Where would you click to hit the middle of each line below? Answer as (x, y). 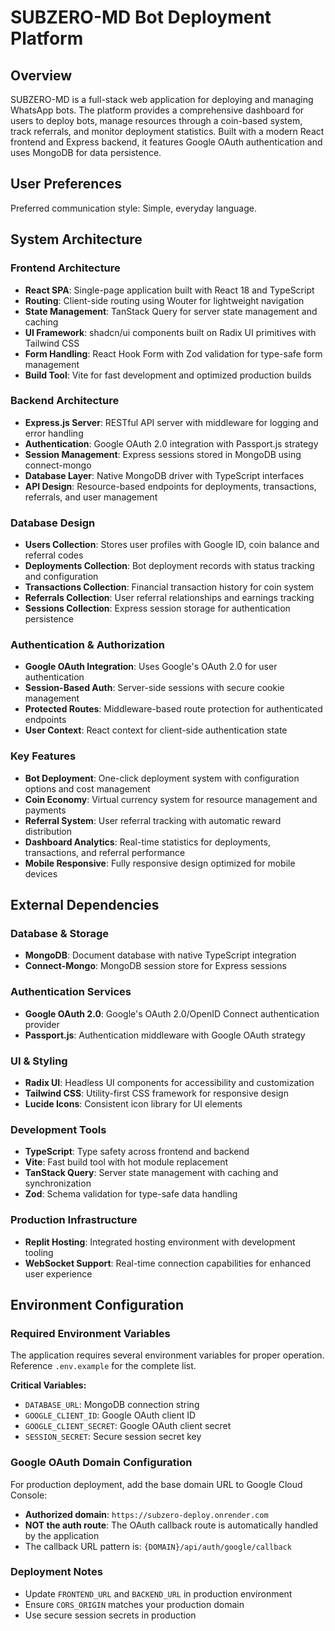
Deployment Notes (56, 1572)
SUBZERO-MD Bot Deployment (141, 17)
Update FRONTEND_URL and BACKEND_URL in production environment (158, 1593)
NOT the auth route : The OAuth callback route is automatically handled (171, 1525)
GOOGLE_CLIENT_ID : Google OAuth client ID (110, 1415)
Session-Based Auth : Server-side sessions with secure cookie (154, 688)
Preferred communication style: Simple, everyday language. (133, 208)
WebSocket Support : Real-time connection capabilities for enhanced (168, 1263)
